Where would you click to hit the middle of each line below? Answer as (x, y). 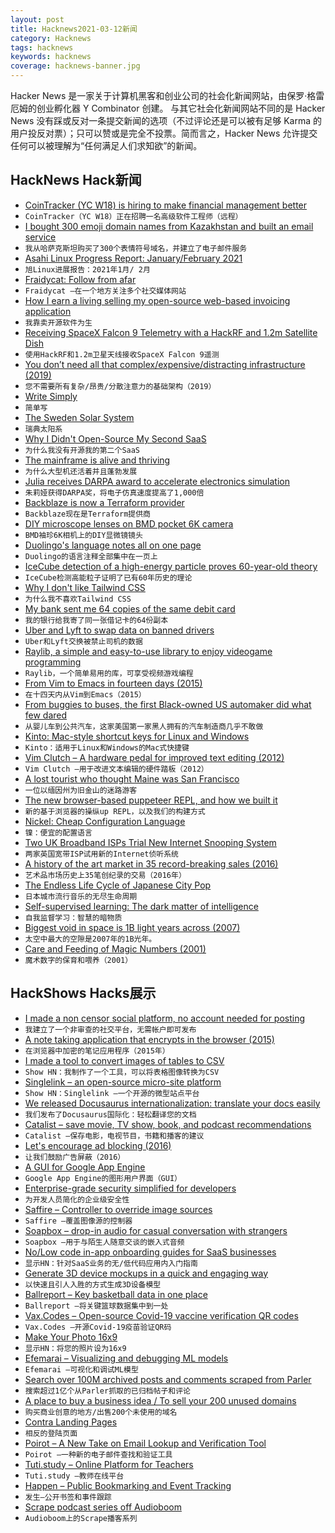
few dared (46, 715)
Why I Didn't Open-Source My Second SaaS (115, 438)
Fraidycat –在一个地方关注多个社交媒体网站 (105, 291)
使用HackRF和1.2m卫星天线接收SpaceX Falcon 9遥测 (122, 354)
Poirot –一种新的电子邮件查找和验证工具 (98, 1454)
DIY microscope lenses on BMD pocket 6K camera (129, 523)
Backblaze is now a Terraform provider (104, 502)
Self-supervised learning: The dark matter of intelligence (141, 906)
